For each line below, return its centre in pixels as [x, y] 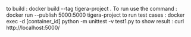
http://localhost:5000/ [33, 27]
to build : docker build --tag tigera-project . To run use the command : [92, 9]
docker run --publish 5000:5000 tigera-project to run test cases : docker [95, 15]
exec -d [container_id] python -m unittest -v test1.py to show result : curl [95, 21]
